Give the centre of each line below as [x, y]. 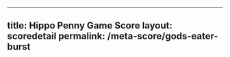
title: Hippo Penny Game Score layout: [90, 25]
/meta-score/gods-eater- [163, 36]
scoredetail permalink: [56, 36]
